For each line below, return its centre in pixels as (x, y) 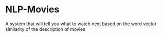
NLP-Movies (32, 10)
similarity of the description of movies (46, 29)
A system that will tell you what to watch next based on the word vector (81, 24)
